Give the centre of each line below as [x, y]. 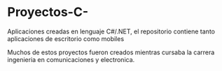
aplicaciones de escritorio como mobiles [66, 38]
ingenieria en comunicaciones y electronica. [71, 59]
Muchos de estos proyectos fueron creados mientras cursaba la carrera [111, 52]
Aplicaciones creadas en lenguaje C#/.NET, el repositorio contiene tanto [111, 31]
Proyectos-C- [48, 12]
